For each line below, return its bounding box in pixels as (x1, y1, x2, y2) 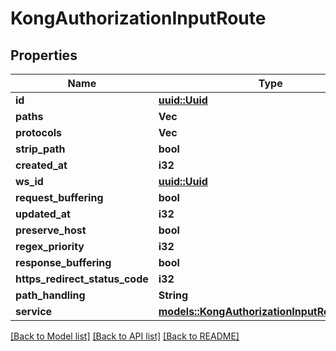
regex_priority (15, 240, 85, 253)
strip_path (15, 142, 66, 156)
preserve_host (15, 223, 87, 237)
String (158, 288, 189, 302)
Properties (10, 47, 78, 64)
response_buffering (15, 256, 112, 269)
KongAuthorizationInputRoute (10, 7, 267, 30)
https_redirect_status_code (15, 272, 149, 286)
